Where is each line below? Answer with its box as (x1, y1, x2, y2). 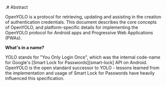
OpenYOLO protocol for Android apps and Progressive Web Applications (5, 30, 153, 35)
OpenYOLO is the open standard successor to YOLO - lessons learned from (5, 65, 160, 71)
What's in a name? (5, 45, 45, 50)
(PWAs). (5, 35, 22, 41)
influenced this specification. (5, 76, 65, 81)
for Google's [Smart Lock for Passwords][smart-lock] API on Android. (5, 60, 148, 65)
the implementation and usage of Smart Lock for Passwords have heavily (5, 70, 155, 76)
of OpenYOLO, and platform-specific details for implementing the (5, 24, 138, 30)
